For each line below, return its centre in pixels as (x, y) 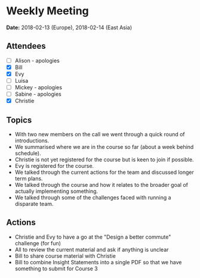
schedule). (28, 153)
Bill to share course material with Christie (65, 256)
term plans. (29, 179)
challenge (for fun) (38, 243)
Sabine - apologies (38, 94)
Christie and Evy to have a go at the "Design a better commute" (93, 237)
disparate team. (34, 204)
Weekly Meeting (48, 11)
